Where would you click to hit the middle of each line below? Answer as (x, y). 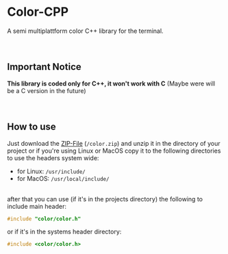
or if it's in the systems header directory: (64, 232)
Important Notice (44, 67)
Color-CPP (38, 12)
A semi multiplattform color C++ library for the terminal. (85, 31)
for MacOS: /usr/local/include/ (63, 178)
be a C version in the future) (47, 90)
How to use (31, 127)
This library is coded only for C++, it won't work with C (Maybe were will (111, 84)
